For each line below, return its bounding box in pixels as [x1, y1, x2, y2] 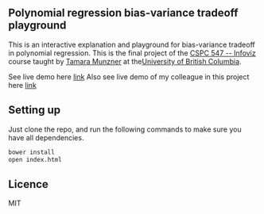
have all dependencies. [8, 132, 84, 142]
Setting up [8, 103, 61, 117]
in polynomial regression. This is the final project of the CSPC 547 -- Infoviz [8, 48, 256, 58]
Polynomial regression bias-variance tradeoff [8, 6, 239, 20]
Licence [8, 178, 49, 191]
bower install [8, 148, 56, 156]
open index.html [8, 155, 62, 163]
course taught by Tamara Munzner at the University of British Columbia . [8, 56, 242, 66]
